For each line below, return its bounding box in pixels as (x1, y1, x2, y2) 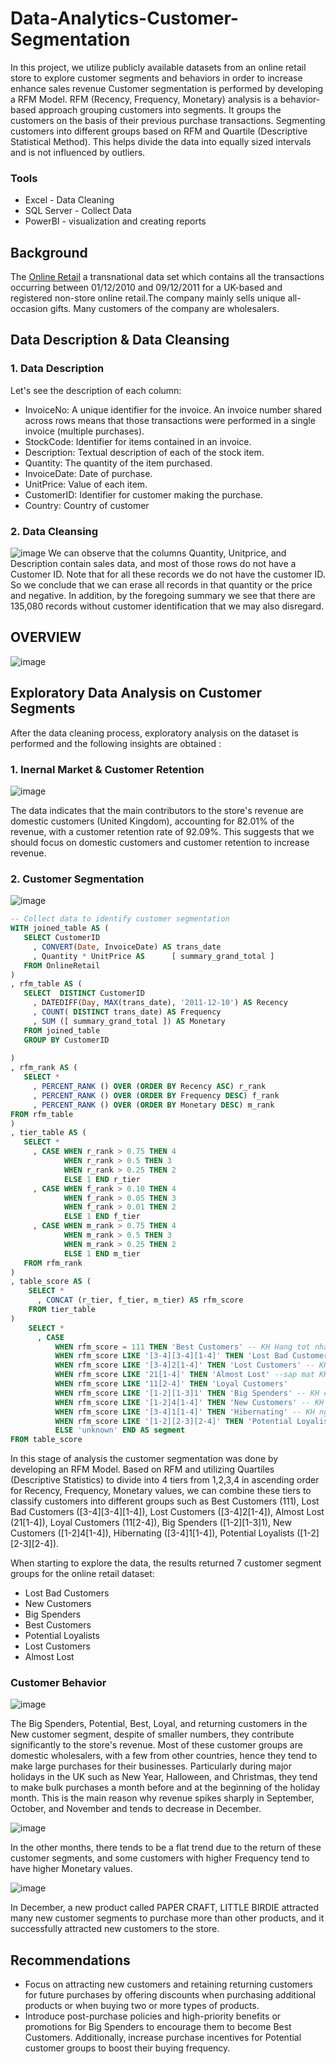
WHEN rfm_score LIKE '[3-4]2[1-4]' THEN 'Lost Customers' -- (54, 1360, 315, 1371)
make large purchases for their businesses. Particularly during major (10, 1760, 293, 1772)
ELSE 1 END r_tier (63, 1174, 141, 1184)
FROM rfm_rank (23, 1258, 83, 1268)
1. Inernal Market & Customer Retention (10, 762, 205, 776)
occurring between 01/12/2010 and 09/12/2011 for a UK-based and (10, 282, 283, 294)
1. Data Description (10, 362, 105, 376)
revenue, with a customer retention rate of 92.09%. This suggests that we (10, 825, 315, 837)
